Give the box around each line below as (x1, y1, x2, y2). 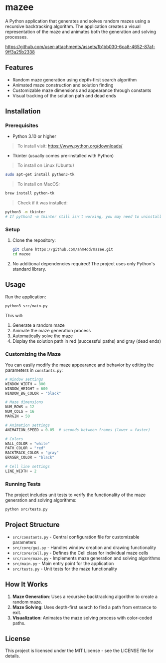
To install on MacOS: (17, 181, 60, 187)
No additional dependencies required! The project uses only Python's (12, 260, 156, 266)
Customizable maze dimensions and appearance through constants (12, 87, 152, 93)
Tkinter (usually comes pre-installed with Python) (12, 153, 114, 159)
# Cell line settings (5, 464, 50, 469)
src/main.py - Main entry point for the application (12, 560, 114, 566)
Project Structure (5, 521, 60, 529)
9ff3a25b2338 (5, 49, 35, 55)
